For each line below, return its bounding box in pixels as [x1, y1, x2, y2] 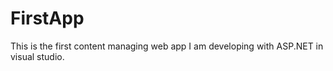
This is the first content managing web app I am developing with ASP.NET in [10, 40, 324, 52]
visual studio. [10, 50, 65, 62]
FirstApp [10, 7, 85, 30]
